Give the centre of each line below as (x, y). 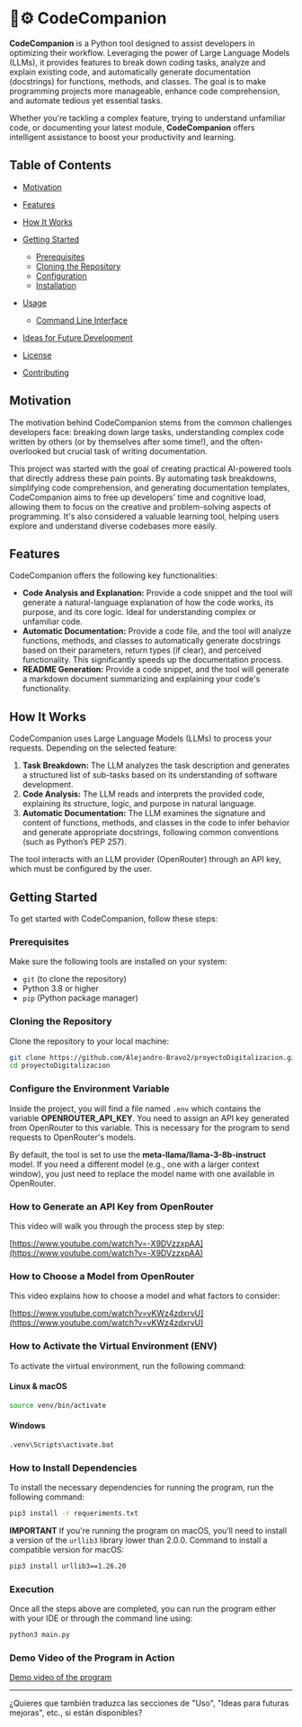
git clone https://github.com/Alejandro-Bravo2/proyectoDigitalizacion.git (154, 1057)
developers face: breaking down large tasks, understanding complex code (147, 432)
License (37, 355)
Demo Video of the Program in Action (92, 1658)
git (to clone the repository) (75, 979)
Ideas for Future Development (77, 337)
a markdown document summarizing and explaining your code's (141, 679)
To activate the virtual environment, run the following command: (128, 1366)
